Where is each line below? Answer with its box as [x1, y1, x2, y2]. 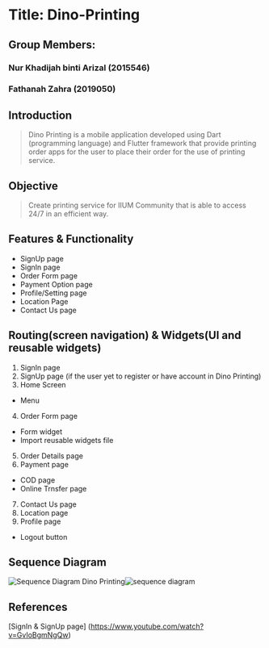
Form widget [19, 426, 63, 437]
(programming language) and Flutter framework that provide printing [27, 139, 257, 148]
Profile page [19, 516, 61, 526]
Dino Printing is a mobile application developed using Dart [27, 130, 221, 140]
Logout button [19, 532, 68, 541]
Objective [8, 179, 59, 193]
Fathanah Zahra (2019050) [8, 83, 116, 94]
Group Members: [8, 38, 96, 52]
